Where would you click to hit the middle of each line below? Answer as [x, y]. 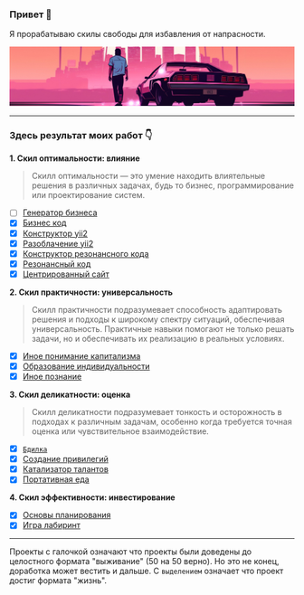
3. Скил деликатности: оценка [70, 395]
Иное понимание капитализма [81, 355]
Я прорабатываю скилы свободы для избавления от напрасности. [138, 34]
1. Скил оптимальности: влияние [75, 158]
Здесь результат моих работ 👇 [81, 136]
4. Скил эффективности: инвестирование [92, 497]
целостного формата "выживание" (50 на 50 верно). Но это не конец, [144, 562]
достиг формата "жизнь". [58, 581]
